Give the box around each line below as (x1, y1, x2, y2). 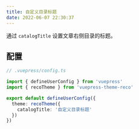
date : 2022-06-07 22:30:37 (6, 15, 74, 21)
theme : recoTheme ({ (11, 101, 61, 107)
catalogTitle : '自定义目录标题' (17, 107, 92, 113)
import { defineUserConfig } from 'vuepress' (6, 79, 123, 85)
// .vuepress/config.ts (6, 68, 66, 74)
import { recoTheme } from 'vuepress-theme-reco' (6, 84, 134, 91)
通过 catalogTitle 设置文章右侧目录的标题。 (6, 31, 116, 39)
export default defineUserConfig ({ (6, 95, 96, 101)
